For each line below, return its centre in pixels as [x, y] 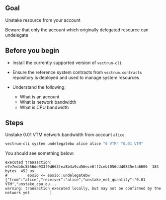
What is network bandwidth [48, 102]
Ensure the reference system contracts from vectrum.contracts [77, 72]
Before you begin [32, 51]
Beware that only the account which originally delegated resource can [77, 30]
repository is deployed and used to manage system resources [76, 77]
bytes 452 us [20, 171]
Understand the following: [39, 87]
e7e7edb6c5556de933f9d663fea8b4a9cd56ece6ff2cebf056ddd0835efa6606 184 [82, 167]
